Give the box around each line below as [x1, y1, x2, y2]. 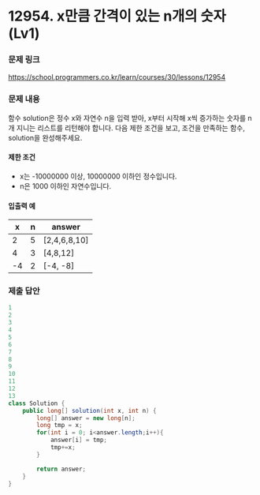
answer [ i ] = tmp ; [50, 436, 108, 444]
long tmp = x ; [36, 422, 83, 429]
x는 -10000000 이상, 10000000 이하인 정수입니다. [19, 171, 177, 181]
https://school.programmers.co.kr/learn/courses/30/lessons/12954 [8, 73, 226, 82]
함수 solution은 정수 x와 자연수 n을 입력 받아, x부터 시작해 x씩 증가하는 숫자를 [8, 113, 247, 122]
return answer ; [36, 465, 87, 473]
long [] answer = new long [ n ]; [36, 414, 136, 422]
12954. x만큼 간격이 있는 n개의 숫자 [8, 7, 226, 25]
